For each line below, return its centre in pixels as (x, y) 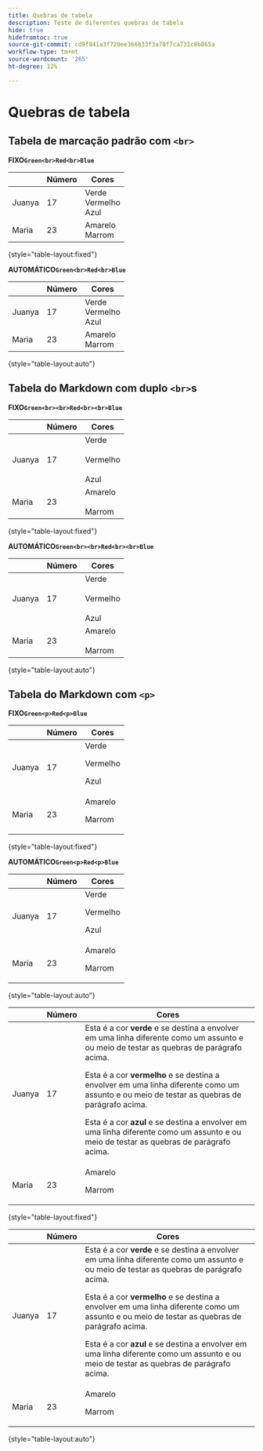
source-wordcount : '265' (49, 60)
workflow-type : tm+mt (43, 52)
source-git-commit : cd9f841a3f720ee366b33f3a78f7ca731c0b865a (112, 45)
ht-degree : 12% (33, 67)
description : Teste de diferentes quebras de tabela (96, 23)
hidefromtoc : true (38, 37)
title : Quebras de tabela (50, 15)
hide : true (26, 30)
